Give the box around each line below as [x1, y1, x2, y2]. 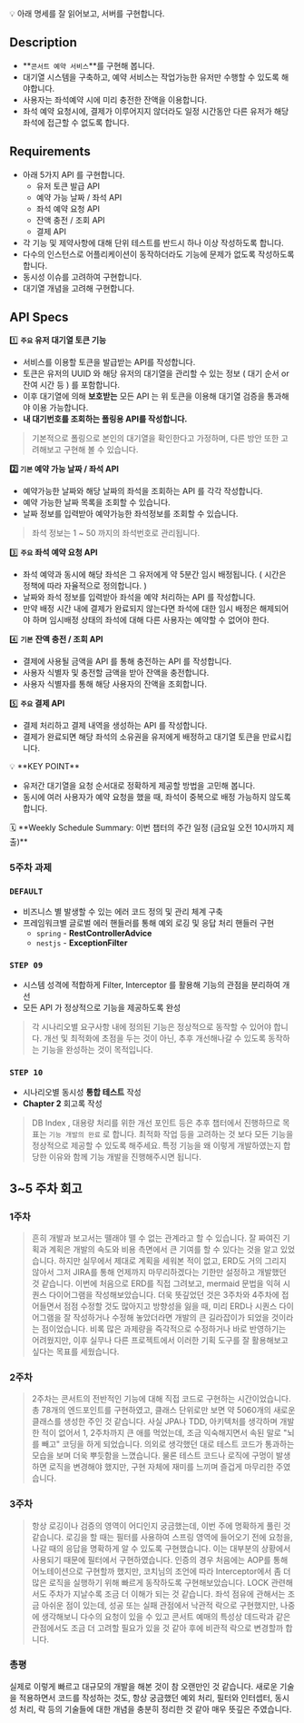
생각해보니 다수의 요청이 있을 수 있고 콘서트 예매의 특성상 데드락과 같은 [41, 1610, 291, 1622]
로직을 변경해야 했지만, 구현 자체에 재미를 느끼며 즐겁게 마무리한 [48, 1461, 274, 1472]
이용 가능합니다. [32, 402, 89, 413]
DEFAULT [9, 886, 44, 896]
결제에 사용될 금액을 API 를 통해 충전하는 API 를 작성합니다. [22, 656, 232, 667]
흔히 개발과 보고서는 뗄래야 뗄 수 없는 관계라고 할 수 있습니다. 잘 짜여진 [31, 1233, 281, 1243]
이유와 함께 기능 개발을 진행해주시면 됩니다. [48, 1152, 201, 1163]
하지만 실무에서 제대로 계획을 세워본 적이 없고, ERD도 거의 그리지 [58, 1255, 288, 1266]
